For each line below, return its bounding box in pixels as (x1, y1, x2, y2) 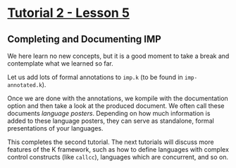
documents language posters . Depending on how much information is (7, 109, 211, 117)
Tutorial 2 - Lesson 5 (7, 5, 130, 21)
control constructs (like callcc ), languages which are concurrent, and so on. (7, 153, 229, 161)
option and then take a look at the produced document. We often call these (7, 102, 225, 110)
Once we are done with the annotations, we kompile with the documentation (7, 94, 229, 102)
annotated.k (7, 82, 42, 89)
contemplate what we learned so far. (7, 59, 114, 68)
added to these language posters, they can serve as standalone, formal (7, 116, 215, 125)
